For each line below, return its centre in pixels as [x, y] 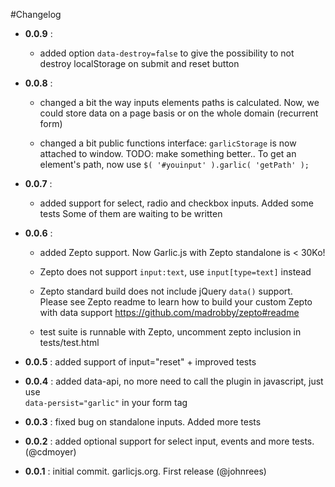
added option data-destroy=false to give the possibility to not [167, 53]
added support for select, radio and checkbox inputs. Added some [176, 203]
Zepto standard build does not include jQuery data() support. [166, 291]
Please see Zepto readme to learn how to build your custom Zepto [176, 302]
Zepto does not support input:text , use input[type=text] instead [175, 272]
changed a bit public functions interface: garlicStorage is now [168, 143]
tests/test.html [69, 342]
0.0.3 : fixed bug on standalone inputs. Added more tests [143, 422]
